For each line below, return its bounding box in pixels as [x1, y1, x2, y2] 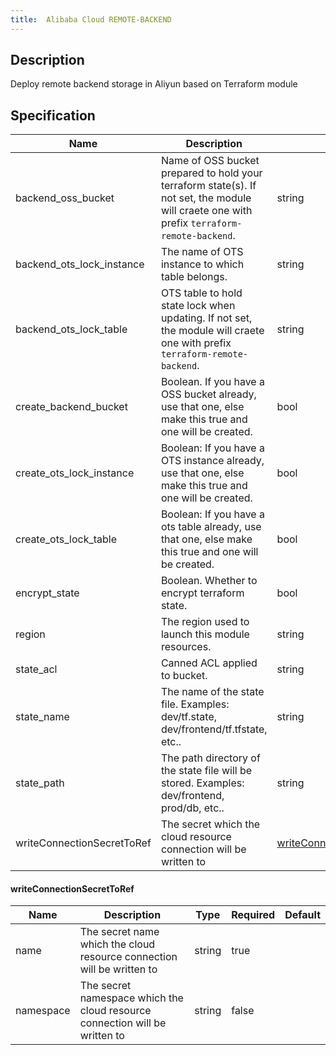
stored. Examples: [160, 776, 245, 790]
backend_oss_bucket [15, 191, 115, 205]
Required [231, 908, 276, 922]
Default [284, 908, 321, 922]
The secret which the [160, 817, 261, 831]
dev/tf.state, [160, 710, 218, 724]
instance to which [160, 257, 245, 271]
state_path [15, 776, 65, 790]
